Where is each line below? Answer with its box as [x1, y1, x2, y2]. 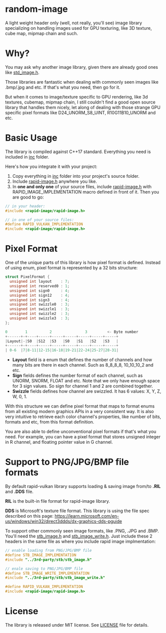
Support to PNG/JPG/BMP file [5, 457, 129, 468]
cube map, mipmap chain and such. [5, 30, 78, 36]
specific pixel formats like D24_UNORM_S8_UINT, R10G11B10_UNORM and [5, 109, 156, 115]
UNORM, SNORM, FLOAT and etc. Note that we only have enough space [12, 378, 160, 384]
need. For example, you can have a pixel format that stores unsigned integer [5, 434, 161, 440]
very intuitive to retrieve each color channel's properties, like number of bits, [5, 414, 162, 420]
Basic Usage [5, 132, 57, 144]
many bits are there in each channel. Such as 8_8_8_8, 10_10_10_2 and [12, 362, 154, 368]
